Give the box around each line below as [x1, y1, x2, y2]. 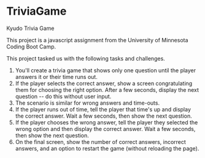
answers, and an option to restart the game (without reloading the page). [15, 145, 199, 152]
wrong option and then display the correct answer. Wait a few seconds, [15, 125, 196, 132]
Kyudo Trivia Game [6, 24, 55, 32]
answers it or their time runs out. [15, 73, 98, 80]
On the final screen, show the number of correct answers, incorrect [15, 138, 186, 145]
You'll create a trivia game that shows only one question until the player [15, 66, 196, 74]
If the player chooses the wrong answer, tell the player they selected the [15, 118, 198, 126]
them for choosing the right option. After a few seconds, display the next [15, 86, 199, 93]
